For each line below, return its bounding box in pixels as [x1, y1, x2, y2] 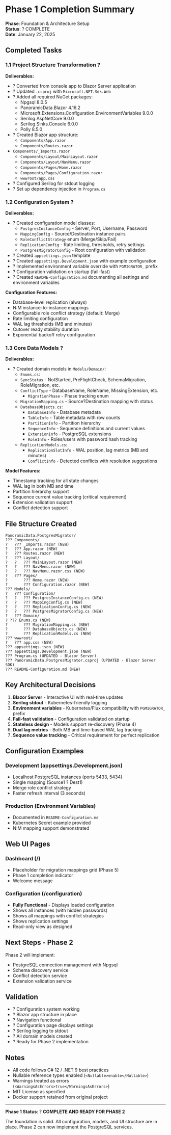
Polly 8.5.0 [20, 126, 43, 132]
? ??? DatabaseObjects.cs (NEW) [5, 627, 88, 632]
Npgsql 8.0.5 [20, 99, 47, 105]
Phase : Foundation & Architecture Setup [5, 20, 90, 27]
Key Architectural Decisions [5, 680, 96, 689]
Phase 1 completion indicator [12, 872, 74, 878]
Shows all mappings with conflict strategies [12, 912, 104, 918]
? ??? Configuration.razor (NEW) [5, 582, 90, 587]
